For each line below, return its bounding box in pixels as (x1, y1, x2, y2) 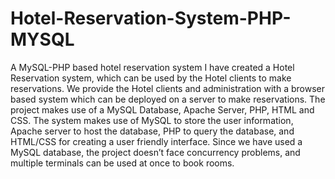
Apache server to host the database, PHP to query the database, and (10, 125, 295, 137)
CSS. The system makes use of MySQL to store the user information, (10, 114, 294, 126)
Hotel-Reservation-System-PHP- (10, 7, 292, 30)
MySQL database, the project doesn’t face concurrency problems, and (10, 146, 301, 158)
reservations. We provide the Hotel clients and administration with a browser (10, 82, 325, 94)
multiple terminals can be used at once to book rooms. (10, 157, 235, 169)
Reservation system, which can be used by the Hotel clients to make (10, 72, 292, 84)
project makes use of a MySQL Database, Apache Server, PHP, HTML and (10, 103, 315, 116)
